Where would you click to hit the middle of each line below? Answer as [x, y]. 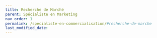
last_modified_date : [27, 28]
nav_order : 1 [19, 19]
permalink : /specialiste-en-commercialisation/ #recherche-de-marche [78, 23]
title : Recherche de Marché [35, 10]
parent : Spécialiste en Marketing [42, 14]
